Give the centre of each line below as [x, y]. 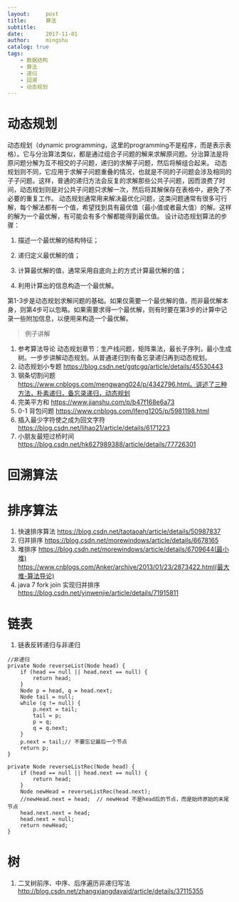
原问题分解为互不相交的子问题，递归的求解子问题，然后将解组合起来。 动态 [117, 163]
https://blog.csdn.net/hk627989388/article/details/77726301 [107, 445]
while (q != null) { [51, 704]
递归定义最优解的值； [49, 255]
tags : [15, 54]
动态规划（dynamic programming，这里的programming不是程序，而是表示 [116, 145]
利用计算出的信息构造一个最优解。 [68, 286]
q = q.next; [51, 728]
